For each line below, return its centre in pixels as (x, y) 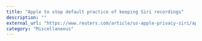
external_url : (24, 23)
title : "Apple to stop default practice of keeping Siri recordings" (95, 12)
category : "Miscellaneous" (40, 29)
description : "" (26, 17)
